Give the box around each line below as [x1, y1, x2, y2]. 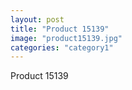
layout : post [10, 14, 65, 25]
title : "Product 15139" [10, 24, 110, 34]
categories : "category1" [10, 42, 114, 53]
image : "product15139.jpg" [10, 33, 123, 43]
